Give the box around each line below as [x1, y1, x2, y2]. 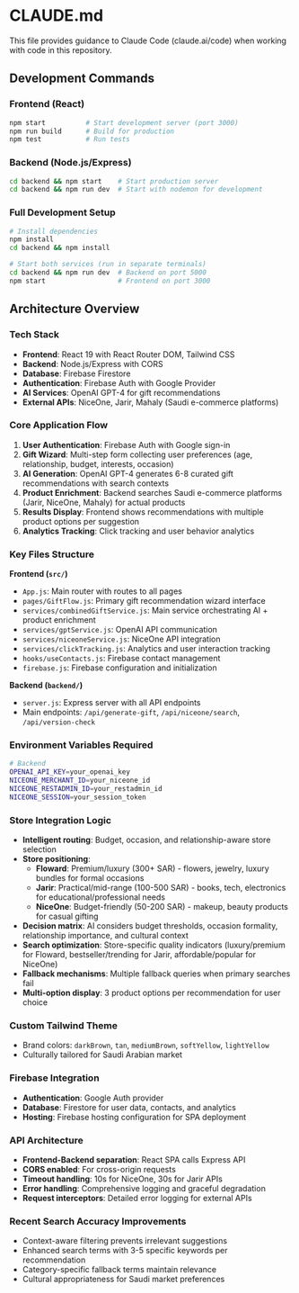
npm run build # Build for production [9, 127, 175, 136]
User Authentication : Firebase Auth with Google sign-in [22, 439, 231, 450]
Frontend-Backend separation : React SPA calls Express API [22, 1154, 246, 1165]
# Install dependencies [9, 227, 99, 236]
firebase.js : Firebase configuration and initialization [22, 662, 217, 673]
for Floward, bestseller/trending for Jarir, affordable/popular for [22, 949, 256, 960]
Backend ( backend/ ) [9, 680, 84, 691]
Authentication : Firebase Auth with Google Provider [22, 377, 216, 388]
